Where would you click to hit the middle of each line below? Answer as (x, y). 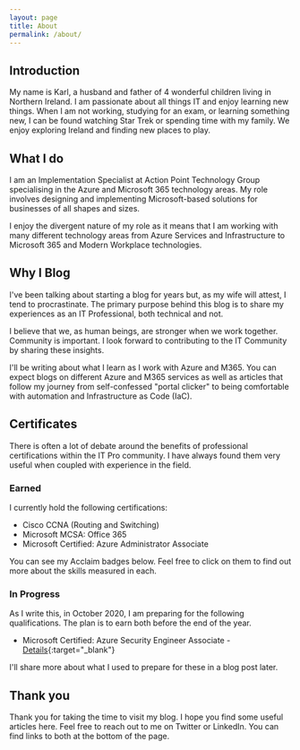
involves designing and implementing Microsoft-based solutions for (133, 199)
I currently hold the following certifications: (89, 507)
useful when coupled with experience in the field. (100, 465)
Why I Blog (40, 273)
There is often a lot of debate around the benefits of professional (129, 445)
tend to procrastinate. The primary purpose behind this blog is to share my (147, 304)
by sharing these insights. (57, 349)
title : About (34, 26)
